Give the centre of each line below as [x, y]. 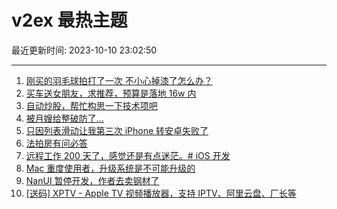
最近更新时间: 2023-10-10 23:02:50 [84, 50]
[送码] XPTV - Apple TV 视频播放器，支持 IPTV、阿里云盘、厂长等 [161, 193]
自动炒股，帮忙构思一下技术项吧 [91, 105]
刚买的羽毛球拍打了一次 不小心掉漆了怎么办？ [119, 80]
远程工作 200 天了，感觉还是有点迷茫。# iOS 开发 [128, 155]
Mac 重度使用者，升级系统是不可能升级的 [110, 168]
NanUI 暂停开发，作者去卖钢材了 [92, 180]
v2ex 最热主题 [69, 20]
